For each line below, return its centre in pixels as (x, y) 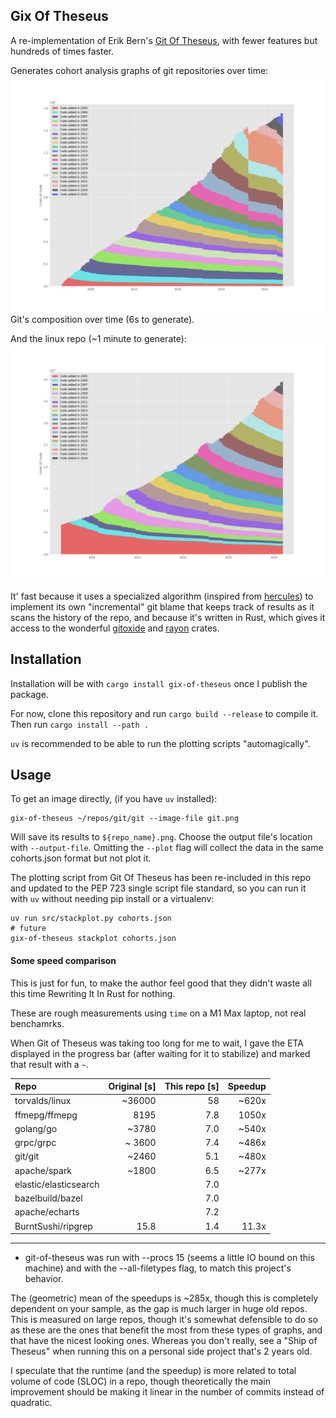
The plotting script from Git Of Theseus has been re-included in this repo (161, 878)
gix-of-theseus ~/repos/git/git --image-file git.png (125, 819)
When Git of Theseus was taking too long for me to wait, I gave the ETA (157, 1043)
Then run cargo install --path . (79, 724)
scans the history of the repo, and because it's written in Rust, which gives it (168, 617)
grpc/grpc (35, 1143)
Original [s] (132, 1086)
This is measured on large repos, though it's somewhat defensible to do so (164, 1320)
